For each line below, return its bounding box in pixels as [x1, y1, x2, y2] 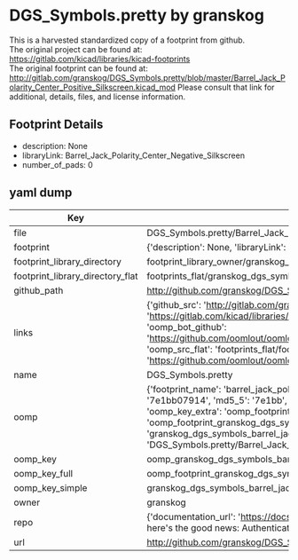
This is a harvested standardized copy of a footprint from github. [9, 35, 246, 45]
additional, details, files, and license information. [9, 91, 186, 102]
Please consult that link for [176, 82, 275, 92]
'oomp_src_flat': [145, 343, 213, 355]
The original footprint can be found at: [9, 63, 148, 74]
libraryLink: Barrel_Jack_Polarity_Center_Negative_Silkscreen [21, 150, 246, 161]
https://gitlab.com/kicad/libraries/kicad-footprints [9, 53, 191, 64]
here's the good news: [145, 521, 239, 533]
